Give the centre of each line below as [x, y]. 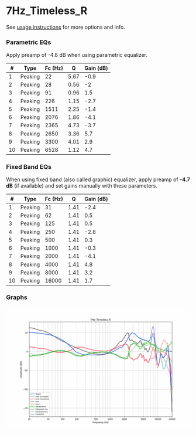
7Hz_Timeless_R [47, 11]
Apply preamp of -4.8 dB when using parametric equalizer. [77, 55]
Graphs [17, 297]
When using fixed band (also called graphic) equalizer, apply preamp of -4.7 [98, 179]
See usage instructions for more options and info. [66, 27]
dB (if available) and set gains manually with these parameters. [82, 186]
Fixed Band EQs [29, 166]
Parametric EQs [29, 42]
